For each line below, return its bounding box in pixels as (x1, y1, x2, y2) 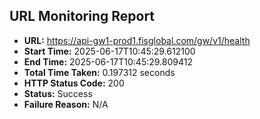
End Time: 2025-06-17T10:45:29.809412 (23, 55, 193, 68)
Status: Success (23, 87, 93, 99)
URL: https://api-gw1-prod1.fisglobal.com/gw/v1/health (23, 34, 251, 46)
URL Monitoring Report (9, 8, 156, 25)
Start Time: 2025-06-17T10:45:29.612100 (23, 45, 196, 57)
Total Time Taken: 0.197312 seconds (23, 66, 176, 78)
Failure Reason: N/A (23, 98, 109, 110)
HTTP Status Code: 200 (23, 77, 125, 89)
